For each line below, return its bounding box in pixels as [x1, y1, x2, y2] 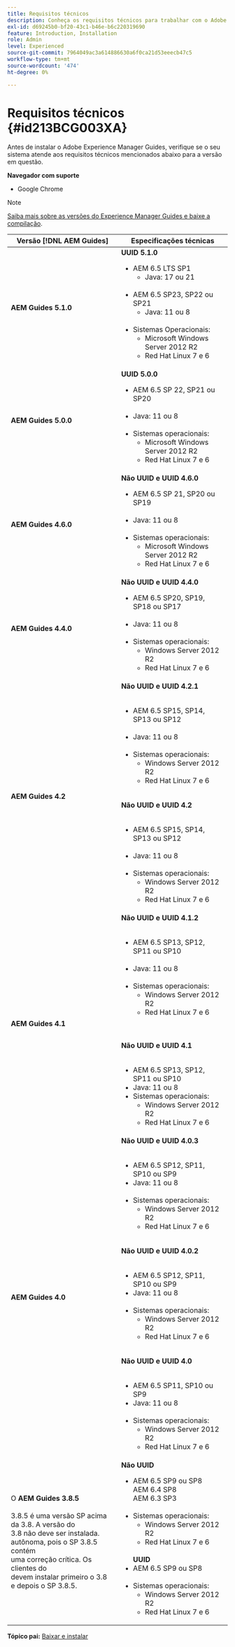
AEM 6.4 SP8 [132, 1485, 177, 1495]
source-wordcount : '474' [7, 62, 80, 69]
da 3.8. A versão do [10, 1520, 76, 1530]
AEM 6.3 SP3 [132, 1494, 177, 1504]
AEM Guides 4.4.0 [10, 624, 72, 634]
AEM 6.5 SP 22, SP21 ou [132, 385, 215, 395]
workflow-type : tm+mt [7, 56, 71, 63]
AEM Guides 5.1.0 [10, 303, 72, 313]
